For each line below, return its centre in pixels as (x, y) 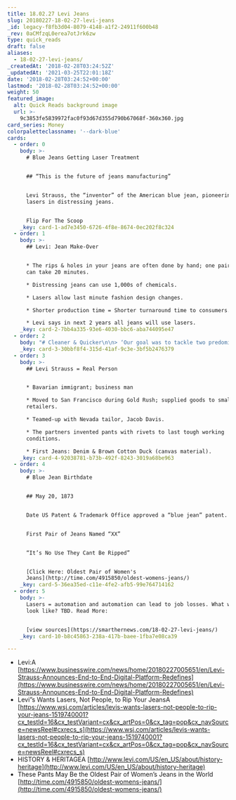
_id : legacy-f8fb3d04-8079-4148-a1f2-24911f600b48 (83, 27)
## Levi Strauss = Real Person (72, 369)
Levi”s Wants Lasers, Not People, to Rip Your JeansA (94, 699)
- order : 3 (29, 356)
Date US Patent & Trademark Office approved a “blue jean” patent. (127, 515)
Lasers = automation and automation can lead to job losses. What (125, 604)
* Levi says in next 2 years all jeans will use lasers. (111, 323)
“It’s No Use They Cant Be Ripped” (78, 553)
